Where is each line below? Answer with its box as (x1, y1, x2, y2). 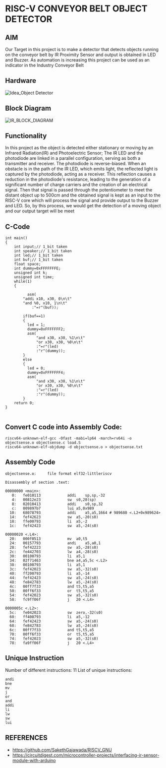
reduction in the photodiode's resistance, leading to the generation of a (5, 177, 151, 183)
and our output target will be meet (5, 208, 75, 214)
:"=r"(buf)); (31, 305, 58, 310)
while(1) (14, 279, 32, 284)
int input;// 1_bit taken (14, 244, 68, 250)
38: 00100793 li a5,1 (9, 562, 85, 567)
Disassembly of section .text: (5, 480, 70, 485)
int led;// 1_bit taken (14, 253, 63, 258)
